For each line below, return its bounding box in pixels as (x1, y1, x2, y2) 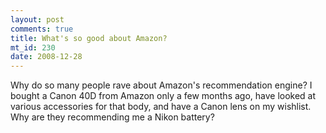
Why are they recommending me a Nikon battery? (10, 111, 215, 123)
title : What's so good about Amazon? (10, 33, 168, 43)
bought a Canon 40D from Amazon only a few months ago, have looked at (10, 90, 317, 102)
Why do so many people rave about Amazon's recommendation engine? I (10, 79, 313, 91)
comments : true (10, 24, 74, 34)
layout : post (10, 14, 65, 25)
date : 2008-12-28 (10, 52, 83, 62)
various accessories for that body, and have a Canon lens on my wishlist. (10, 101, 312, 113)
